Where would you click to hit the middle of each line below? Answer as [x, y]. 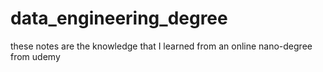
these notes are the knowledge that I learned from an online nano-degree [161, 46]
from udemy [35, 56]
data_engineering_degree [119, 18]
